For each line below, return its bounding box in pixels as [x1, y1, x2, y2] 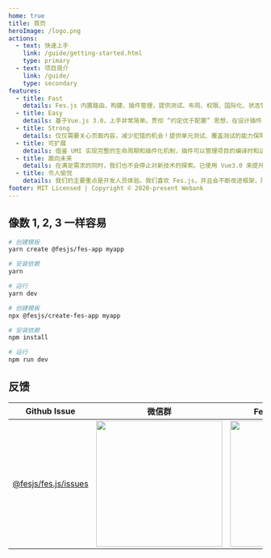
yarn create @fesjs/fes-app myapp [8, 245, 125, 254]
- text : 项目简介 [15, 65, 69, 73]
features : [8, 86, 42, 95]
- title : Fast [15, 94, 63, 102]
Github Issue [25, 405, 76, 416]
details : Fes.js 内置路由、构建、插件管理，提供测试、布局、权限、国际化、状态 [23, 102, 261, 110]
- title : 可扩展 [15, 139, 67, 148]
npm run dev [8, 356, 48, 364]
